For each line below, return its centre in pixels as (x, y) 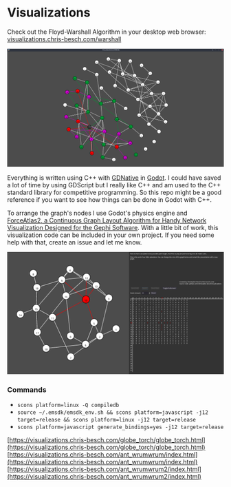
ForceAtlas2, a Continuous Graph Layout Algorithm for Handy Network (107, 220)
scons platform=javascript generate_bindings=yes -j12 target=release (120, 427)
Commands (27, 389)
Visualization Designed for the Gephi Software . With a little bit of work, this (113, 228)
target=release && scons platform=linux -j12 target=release (107, 419)
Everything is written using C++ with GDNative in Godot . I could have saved (114, 178)
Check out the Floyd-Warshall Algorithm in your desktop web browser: (107, 32)
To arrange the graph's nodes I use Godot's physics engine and (97, 213)
